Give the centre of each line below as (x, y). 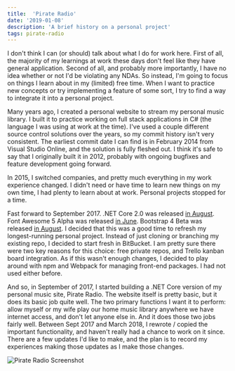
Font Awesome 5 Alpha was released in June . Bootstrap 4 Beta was (105, 221)
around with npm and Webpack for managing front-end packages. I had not (116, 266)
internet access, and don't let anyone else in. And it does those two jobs (112, 317)
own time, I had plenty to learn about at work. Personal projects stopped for (116, 193)
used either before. (35, 273)
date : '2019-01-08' (36, 20)
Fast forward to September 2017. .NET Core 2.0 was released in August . (111, 214)
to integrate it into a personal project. (61, 98)
